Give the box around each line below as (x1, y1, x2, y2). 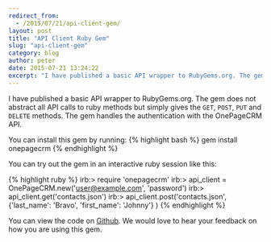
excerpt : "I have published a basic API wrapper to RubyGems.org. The (8, 72, 251, 80)
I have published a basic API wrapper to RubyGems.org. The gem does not (8, 93, 256, 103)
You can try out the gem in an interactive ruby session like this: (8, 158, 217, 169)
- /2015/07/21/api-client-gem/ (15, 19, 121, 27)
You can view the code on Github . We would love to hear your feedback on (8, 215, 257, 225)
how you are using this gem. (8, 224, 102, 234)
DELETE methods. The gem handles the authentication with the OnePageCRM (8, 110, 262, 121)
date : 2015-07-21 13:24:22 (8, 64, 99, 72)
